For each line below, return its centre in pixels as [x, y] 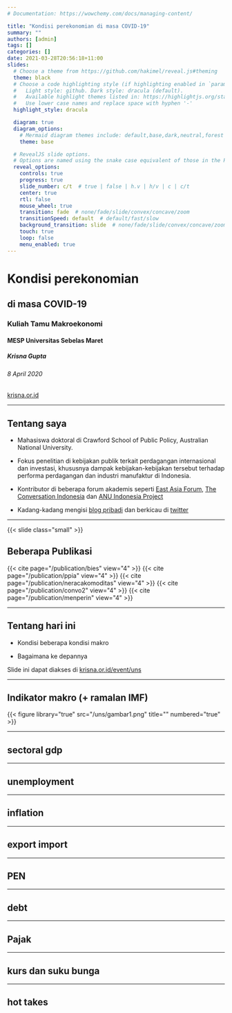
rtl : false [35, 199]
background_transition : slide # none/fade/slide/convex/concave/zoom [123, 225]
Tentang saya [37, 423]
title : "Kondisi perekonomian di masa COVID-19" [78, 26]
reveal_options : [37, 167]
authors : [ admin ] [32, 39]
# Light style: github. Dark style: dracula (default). [99, 91]
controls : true [41, 174]
